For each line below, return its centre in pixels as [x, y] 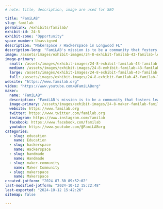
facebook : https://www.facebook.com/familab [55, 122]
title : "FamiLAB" [23, 18]
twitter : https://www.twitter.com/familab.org [57, 113]
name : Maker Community [37, 167]
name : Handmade [29, 158]
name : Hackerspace [32, 149]
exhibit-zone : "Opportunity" [34, 36]
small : [16, 64]
